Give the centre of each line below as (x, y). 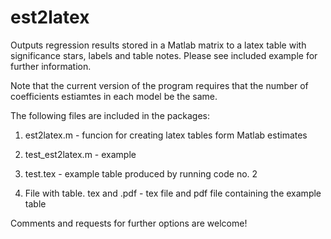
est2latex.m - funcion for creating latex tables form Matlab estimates (166, 135)
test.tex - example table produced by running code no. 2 (141, 173)
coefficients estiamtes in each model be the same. (114, 96)
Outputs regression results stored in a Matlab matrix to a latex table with (158, 45)
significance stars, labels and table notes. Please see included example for (164, 55)
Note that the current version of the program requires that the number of (159, 85)
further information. (51, 66)
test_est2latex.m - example (80, 154)
